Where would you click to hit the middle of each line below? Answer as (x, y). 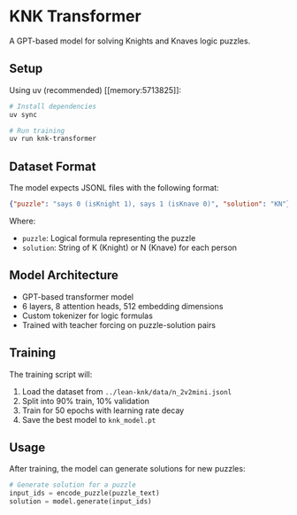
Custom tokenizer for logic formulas (87, 316)
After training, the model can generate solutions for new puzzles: (127, 469)
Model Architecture (64, 275)
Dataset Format (53, 166)
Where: (23, 221)
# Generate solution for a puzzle (73, 485)
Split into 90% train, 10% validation (86, 401)
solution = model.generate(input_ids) (80, 502)
